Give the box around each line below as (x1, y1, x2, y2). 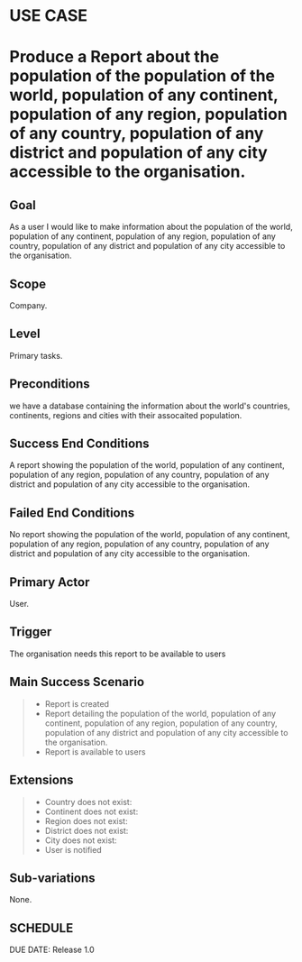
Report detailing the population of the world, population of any (44, 708, 277, 719)
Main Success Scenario (9, 674, 145, 690)
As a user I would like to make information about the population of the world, (9, 222, 293, 233)
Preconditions (9, 376, 90, 392)
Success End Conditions (9, 436, 151, 452)
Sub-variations (9, 870, 96, 885)
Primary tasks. (9, 350, 63, 361)
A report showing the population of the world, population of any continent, (9, 460, 286, 471)
